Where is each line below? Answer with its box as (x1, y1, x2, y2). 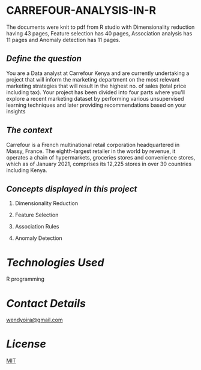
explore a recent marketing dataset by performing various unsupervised (6, 95, 184, 102)
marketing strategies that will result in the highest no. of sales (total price (6, 82, 187, 89)
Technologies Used (6, 255, 104, 269)
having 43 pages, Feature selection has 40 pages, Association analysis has (6, 29, 193, 37)
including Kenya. (6, 166, 47, 174)
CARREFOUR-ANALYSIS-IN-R (6, 4, 157, 17)
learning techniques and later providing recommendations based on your (6, 101, 187, 109)
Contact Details (6, 296, 86, 310)
